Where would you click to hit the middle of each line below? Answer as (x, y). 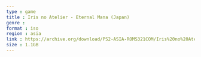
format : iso (22, 28)
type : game (21, 12)
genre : (16, 23)
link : (14, 39)
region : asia (24, 34)
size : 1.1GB (22, 45)
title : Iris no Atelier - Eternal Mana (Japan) (68, 17)
